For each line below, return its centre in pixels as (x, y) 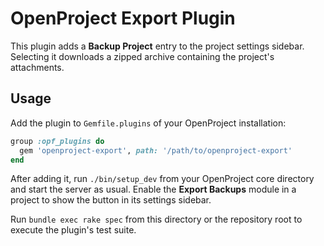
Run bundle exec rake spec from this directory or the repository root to (156, 219)
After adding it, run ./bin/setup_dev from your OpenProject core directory (162, 179)
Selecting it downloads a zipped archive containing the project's (142, 56)
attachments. (37, 67)
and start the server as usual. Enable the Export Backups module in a (153, 189)
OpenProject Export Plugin (123, 18)
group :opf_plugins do (57, 141)
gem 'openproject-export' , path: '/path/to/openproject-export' (156, 150)
